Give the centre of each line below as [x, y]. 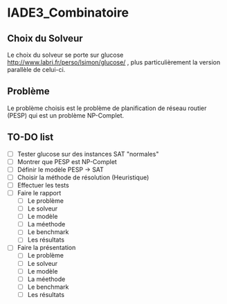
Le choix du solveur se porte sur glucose [65, 55]
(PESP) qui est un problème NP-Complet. [66, 115]
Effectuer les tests [43, 185]
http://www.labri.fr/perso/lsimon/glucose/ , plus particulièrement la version [114, 62]
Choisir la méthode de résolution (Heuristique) [83, 177]
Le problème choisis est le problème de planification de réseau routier [107, 108]
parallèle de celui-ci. [36, 70]
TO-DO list [30, 137]
